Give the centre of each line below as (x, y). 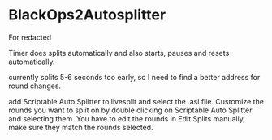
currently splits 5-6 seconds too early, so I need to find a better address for (134, 77)
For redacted (30, 37)
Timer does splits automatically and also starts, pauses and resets (119, 53)
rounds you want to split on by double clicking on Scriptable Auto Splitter (130, 110)
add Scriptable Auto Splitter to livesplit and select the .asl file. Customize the (136, 101)
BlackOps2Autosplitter (87, 15)
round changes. (35, 86)
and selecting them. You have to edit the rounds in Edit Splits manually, (127, 118)
